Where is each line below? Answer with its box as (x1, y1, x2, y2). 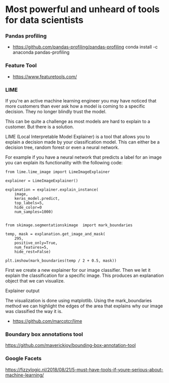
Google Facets (5, 355, 42, 362)
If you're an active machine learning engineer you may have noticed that (5, 98, 157, 104)
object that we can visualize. (5, 278, 65, 284)
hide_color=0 (14, 205, 42, 210)
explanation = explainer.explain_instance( (5, 187, 99, 192)
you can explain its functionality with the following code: (5, 160, 123, 166)
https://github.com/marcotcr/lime (12, 318, 82, 324)
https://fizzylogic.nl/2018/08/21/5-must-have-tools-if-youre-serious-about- (5, 366, 163, 372)
